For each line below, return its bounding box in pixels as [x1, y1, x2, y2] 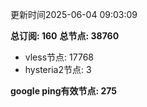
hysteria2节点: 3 [24, 64, 92, 75]
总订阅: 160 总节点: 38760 [10, 30, 120, 42]
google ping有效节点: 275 [10, 85, 118, 97]
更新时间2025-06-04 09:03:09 [10, 9, 138, 20]
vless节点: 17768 [24, 51, 94, 63]
